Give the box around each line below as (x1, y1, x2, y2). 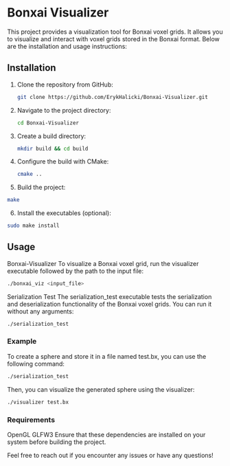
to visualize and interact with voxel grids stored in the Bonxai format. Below (7, 34, 220, 43)
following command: (7, 359, 65, 368)
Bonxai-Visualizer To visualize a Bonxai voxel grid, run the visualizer (7, 259, 199, 267)
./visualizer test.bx (7, 399, 69, 406)
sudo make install (7, 222, 60, 230)
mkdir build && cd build (16, 145, 89, 152)
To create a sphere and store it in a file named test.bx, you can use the (7, 352, 207, 360)
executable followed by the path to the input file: (7, 267, 144, 275)
